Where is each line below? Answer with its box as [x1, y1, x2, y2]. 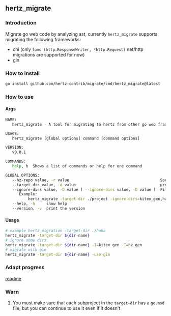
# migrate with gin [5, 247, 47, 252]
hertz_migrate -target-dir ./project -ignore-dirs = [27, 196, 140, 202]
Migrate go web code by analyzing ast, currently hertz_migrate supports [5, 31, 158, 37]
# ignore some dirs [5, 238, 47, 243]
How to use [5, 93, 34, 100]
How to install [5, 70, 40, 77]
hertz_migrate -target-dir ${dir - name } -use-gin [5, 252, 110, 257]
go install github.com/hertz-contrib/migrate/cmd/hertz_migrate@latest [5, 81, 160, 86]
